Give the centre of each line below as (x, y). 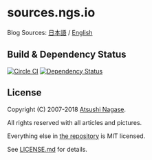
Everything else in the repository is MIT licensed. (76, 136)
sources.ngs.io (51, 13)
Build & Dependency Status (67, 55)
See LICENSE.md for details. (47, 149)
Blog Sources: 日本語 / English (50, 32)
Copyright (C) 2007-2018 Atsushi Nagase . (66, 109)
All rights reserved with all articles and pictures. (75, 122)
